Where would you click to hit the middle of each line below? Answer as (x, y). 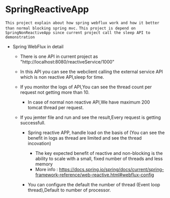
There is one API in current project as (59, 56)
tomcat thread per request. (56, 107)
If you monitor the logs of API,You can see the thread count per (86, 87)
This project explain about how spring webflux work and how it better (82, 23)
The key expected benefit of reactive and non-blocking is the (99, 153)
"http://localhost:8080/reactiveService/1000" (67, 61)
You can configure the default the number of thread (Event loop (94, 184)
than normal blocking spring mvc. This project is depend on (71, 28)
